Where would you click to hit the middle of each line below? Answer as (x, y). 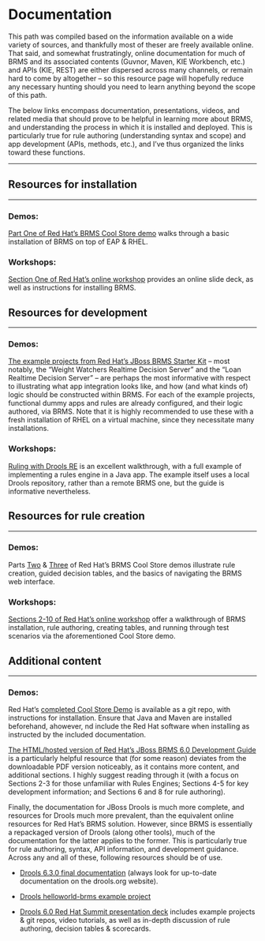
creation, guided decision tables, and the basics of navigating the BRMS (125, 573)
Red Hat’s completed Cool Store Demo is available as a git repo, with (119, 710)
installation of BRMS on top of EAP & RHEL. (78, 242)
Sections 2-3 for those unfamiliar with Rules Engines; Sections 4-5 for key (129, 784)
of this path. (28, 95)
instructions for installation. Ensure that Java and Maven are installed (120, 718)
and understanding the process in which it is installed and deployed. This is (131, 127)
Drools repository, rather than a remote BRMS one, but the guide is (116, 482)
